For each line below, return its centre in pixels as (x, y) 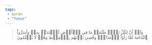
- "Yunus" (17, 18)
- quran (15, 14)
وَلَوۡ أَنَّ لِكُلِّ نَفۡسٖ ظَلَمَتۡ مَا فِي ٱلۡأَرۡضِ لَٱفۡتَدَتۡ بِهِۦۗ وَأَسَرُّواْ (80, 32)
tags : (10, 9)
